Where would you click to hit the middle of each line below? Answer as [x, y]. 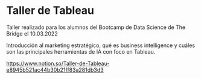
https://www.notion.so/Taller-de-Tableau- [58, 63]
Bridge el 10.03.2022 [32, 33]
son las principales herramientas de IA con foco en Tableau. [81, 51]
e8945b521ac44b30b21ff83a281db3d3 [55, 69]
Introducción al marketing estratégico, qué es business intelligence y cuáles [101, 45]
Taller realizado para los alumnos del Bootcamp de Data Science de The [96, 27]
